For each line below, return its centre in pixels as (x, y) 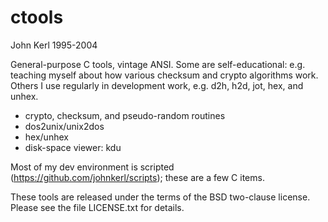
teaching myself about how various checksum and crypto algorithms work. (164, 75)
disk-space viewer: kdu (73, 147)
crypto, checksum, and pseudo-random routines (125, 115)
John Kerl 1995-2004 (54, 45)
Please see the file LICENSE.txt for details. (97, 207)
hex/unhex (46, 137)
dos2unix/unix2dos (64, 126)
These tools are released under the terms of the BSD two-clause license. (160, 197)
